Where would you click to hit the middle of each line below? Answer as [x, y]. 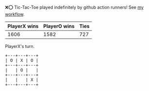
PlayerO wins [59, 26]
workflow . [15, 14]
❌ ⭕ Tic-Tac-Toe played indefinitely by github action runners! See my [74, 7]
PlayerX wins [23, 26]
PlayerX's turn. [20, 46]
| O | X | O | [22, 60]
